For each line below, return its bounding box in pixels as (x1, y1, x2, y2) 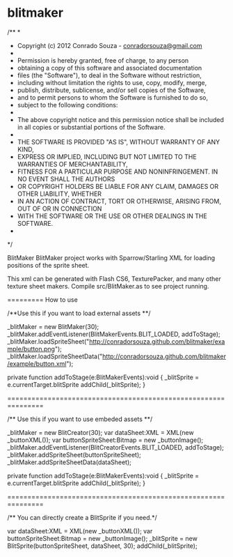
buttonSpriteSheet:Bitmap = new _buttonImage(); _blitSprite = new (7, 534, 198, 542)
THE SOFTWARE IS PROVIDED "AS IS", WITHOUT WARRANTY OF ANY (17, 137, 220, 146)
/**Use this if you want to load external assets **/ (7, 309, 151, 317)
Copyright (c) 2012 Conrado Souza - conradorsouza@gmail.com (17, 41, 203, 49)
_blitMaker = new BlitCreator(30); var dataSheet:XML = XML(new (7, 428, 194, 436)
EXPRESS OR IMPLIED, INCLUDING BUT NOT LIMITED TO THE (17, 152, 197, 161)
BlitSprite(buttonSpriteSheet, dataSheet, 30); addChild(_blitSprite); (7, 542, 198, 550)
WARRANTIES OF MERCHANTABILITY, (17, 160, 129, 168)
